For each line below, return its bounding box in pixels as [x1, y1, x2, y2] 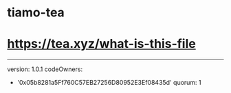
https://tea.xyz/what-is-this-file [7, 36, 196, 52]
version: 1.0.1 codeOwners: [7, 65, 83, 73]
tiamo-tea [7, 5, 65, 21]
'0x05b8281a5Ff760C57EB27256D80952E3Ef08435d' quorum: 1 [16, 79, 201, 87]
